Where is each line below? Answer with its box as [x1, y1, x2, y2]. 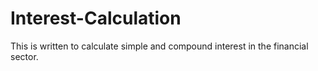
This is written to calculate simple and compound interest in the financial [10, 40, 309, 52]
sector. [10, 50, 39, 62]
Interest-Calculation [10, 7, 182, 30]
